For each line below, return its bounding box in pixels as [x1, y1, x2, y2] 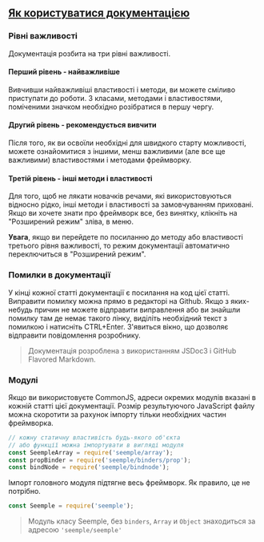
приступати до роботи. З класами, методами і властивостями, [8, 93, 223, 103]
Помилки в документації [8, 269, 110, 281]
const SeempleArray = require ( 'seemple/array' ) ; [8, 448, 174, 456]
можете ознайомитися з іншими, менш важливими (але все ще [8, 147, 226, 156]
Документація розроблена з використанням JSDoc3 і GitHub [27, 346, 237, 355]
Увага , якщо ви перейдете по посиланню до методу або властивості [8, 233, 244, 242]
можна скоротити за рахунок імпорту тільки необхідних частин [8, 409, 226, 419]
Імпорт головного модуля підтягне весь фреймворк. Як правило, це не [8, 478, 250, 487]
